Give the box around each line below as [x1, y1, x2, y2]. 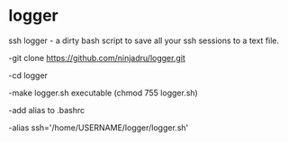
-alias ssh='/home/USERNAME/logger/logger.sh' [8, 122, 189, 133]
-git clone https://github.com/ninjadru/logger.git [8, 52, 186, 63]
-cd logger [8, 69, 49, 81]
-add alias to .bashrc [8, 104, 85, 115]
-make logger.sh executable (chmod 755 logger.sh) [8, 87, 199, 98]
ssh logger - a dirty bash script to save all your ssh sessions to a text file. [8, 35, 280, 46]
